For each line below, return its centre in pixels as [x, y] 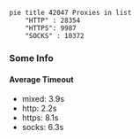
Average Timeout [41, 79]
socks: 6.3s [43, 127]
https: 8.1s [40, 118]
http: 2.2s [39, 108]
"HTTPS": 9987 [51, 28]
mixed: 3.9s [43, 99]
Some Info [32, 58]
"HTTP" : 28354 [53, 20]
